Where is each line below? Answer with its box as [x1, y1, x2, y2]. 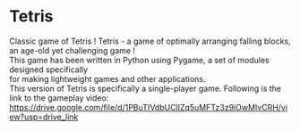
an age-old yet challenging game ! [9, 45, 136, 55]
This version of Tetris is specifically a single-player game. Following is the [9, 83, 282, 94]
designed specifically [9, 64, 88, 75]
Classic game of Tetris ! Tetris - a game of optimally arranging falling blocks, [9, 36, 291, 46]
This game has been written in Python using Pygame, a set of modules [9, 54, 270, 65]
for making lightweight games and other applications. [9, 73, 206, 84]
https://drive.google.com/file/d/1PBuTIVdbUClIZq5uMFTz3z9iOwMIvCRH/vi [9, 102, 288, 112]
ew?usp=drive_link [9, 111, 79, 122]
